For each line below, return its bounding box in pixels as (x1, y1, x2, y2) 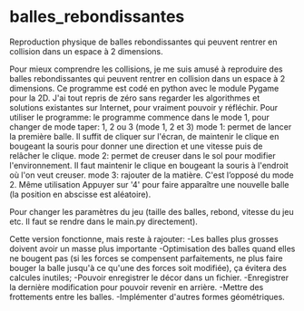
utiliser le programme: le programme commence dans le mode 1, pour (9, 112, 270, 122)
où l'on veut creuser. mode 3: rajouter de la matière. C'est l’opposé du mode (9, 170, 294, 180)
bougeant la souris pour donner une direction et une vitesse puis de (9, 141, 263, 151)
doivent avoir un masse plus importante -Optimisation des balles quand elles (9, 243, 296, 254)
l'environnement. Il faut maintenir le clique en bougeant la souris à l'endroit (9, 160, 289, 170)
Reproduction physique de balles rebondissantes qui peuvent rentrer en (9, 36, 279, 47)
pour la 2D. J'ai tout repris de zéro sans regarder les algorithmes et (9, 92, 260, 103)
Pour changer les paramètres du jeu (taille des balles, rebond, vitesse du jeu (9, 206, 294, 217)
